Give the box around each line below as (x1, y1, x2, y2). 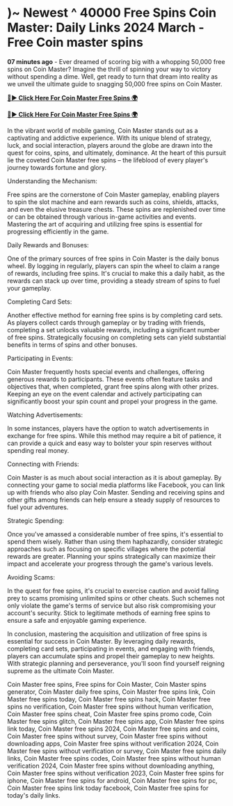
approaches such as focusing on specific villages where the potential (7, 545, 206, 553)
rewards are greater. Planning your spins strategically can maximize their (7, 552, 216, 560)
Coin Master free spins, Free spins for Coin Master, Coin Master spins (7, 680, 207, 688)
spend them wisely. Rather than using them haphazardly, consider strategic (7, 537, 224, 545)
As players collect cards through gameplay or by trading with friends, (7, 318, 206, 327)
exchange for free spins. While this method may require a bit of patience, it (7, 431, 222, 440)
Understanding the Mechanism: (7, 176, 97, 185)
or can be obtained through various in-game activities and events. (7, 212, 197, 221)
